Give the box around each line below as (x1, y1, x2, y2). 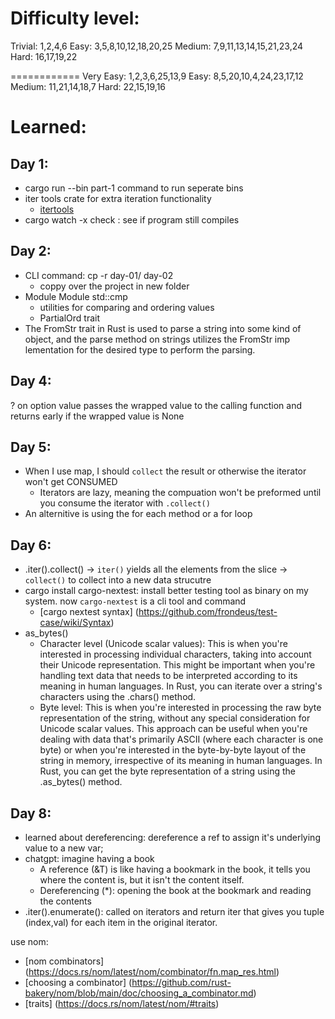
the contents (39, 895, 92, 907)
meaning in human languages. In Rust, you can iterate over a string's (39, 680, 323, 692)
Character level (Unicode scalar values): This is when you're (39, 638, 288, 650)
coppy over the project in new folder (39, 280, 190, 292)
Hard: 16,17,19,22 (10, 50, 78, 62)
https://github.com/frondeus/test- (138, 606, 278, 618)
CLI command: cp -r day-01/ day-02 (24, 269, 174, 281)
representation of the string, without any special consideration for (39, 712, 311, 724)
